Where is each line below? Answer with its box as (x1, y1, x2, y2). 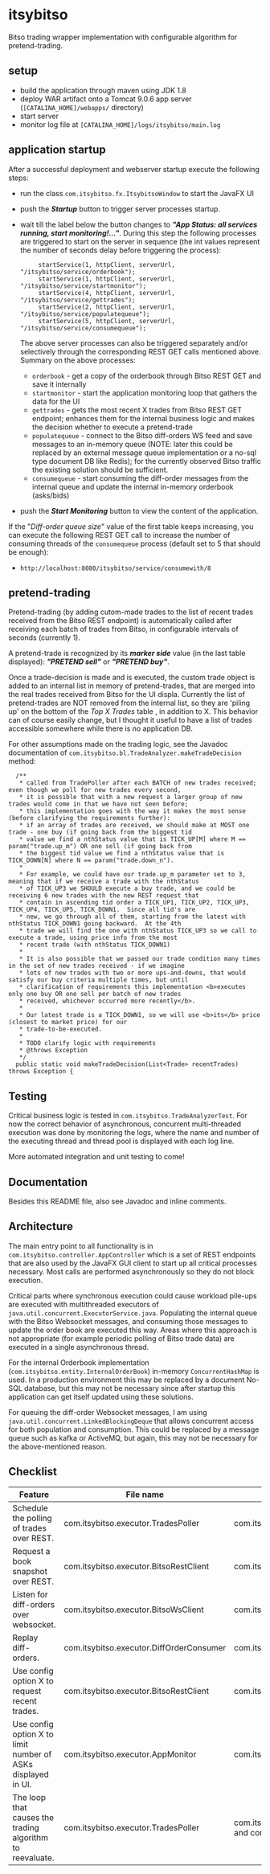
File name (125, 1489, 165, 1500)
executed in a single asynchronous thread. (8, 1342, 149, 1351)
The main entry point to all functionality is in (8, 1240, 153, 1251)
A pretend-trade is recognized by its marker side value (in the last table (8, 649, 246, 658)
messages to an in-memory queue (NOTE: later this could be (31, 439, 233, 449)
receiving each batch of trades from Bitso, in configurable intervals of (8, 625, 239, 634)
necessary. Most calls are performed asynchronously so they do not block (8, 1266, 255, 1276)
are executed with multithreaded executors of (8, 1299, 159, 1309)
